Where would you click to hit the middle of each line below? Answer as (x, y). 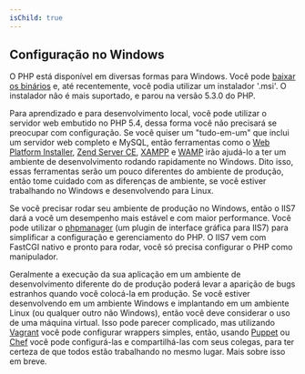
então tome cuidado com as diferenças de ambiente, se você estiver (138, 181)
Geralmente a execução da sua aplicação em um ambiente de (125, 275)
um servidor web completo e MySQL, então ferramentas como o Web (140, 143)
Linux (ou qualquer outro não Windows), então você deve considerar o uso (150, 313)
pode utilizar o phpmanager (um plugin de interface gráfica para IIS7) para (149, 227)
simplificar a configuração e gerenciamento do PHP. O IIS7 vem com (138, 238)
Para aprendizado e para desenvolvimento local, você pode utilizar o (138, 114)
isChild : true (36, 18)
